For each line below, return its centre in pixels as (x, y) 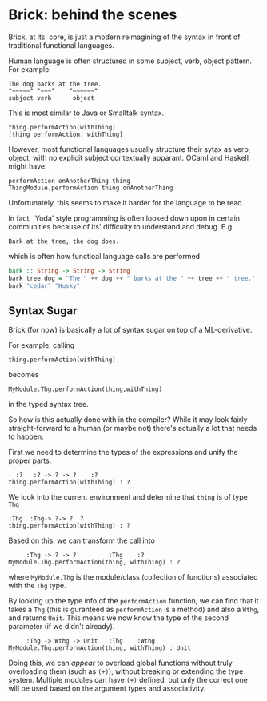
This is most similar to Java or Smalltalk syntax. (86, 113)
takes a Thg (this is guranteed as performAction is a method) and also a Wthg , (134, 610)
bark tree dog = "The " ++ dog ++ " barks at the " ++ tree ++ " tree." (132, 278)
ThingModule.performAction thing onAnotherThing (91, 188)
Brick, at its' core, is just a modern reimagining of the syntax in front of (124, 37)
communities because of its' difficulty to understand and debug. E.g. (121, 226)
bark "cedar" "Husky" (44, 285)
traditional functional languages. (61, 45)
